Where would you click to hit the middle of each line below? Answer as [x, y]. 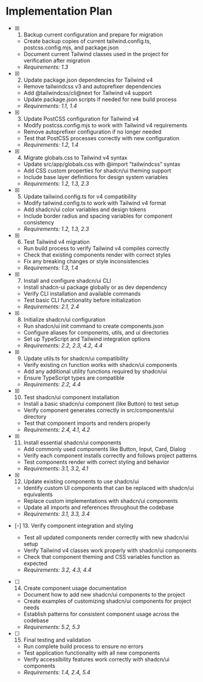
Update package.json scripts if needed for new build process [100, 99]
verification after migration [57, 60]
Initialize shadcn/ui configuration [64, 319]
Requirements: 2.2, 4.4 [52, 384]
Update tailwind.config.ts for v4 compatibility [80, 196]
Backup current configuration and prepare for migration [93, 34]
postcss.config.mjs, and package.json [71, 48]
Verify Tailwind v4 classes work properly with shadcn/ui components [110, 550]
